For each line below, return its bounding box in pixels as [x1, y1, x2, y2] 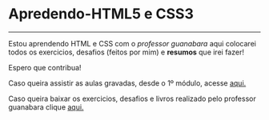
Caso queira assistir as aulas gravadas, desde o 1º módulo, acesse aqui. [8, 78, 247, 88]
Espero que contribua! [8, 62, 82, 72]
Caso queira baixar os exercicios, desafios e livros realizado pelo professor [8, 94, 256, 103]
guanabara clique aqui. [8, 102, 84, 112]
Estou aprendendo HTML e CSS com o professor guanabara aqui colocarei [8, 38, 256, 48]
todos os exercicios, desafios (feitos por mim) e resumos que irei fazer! [8, 47, 244, 57]
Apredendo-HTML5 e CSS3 [8, 5, 194, 23]
